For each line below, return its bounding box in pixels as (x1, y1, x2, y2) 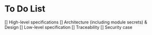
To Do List (4, 3, 46, 14)
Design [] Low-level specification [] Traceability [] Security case (4, 24, 133, 30)
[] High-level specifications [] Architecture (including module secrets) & (4, 19, 148, 25)
